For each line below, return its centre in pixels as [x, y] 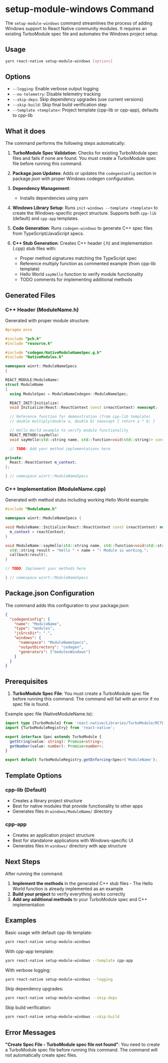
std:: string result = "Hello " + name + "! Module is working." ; [79, 550]
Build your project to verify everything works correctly [69, 894]
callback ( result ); [29, 555]
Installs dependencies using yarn [54, 198]
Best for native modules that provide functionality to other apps [77, 806]
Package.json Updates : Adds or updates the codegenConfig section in [84, 173]
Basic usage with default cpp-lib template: [49, 932]
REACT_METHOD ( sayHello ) [34, 435]
